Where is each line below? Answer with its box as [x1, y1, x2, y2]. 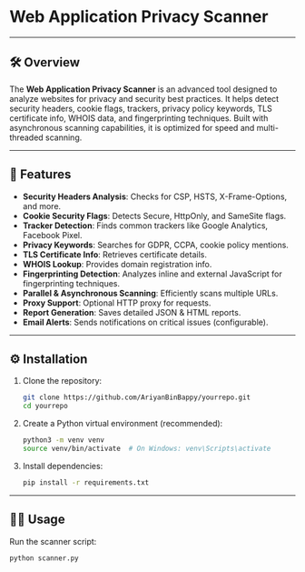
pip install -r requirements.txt [22, 477, 150, 487]
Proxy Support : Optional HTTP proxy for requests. [22, 297, 212, 308]
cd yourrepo [22, 402, 68, 411]
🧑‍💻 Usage [9, 512, 65, 527]
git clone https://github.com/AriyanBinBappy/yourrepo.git [22, 393, 251, 402]
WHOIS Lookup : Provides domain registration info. [22, 258, 212, 269]
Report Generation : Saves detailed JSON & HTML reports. [22, 306, 241, 317]
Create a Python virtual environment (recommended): [22, 418, 223, 429]
